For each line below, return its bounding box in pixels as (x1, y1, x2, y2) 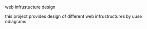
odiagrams (5, 19, 27, 24)
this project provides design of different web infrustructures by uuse (5, 14, 142, 19)
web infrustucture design (5, 4, 55, 10)
